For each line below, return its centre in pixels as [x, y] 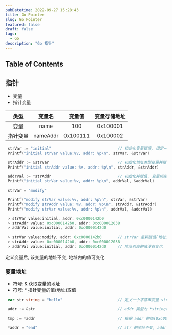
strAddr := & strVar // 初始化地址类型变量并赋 [87, 162]
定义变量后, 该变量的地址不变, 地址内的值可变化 [55, 257]
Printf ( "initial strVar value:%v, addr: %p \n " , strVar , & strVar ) [79, 153]
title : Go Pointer [25, 15]
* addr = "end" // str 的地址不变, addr [87, 328]
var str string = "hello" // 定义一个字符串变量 [83, 300]
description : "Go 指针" [30, 44]
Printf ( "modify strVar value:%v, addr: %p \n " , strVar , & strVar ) [77, 200]
